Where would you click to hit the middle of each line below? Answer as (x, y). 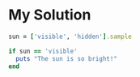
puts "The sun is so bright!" (66, 58)
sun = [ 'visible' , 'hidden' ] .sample (70, 36)
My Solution (50, 15)
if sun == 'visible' (43, 51)
